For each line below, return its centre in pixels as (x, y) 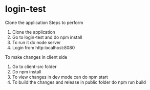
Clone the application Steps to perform (44, 22)
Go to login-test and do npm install (47, 37)
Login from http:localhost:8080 (43, 47)
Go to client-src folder (34, 67)
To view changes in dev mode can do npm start (60, 77)
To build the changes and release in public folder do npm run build (79, 82)
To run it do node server (36, 42)
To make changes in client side (36, 57)
